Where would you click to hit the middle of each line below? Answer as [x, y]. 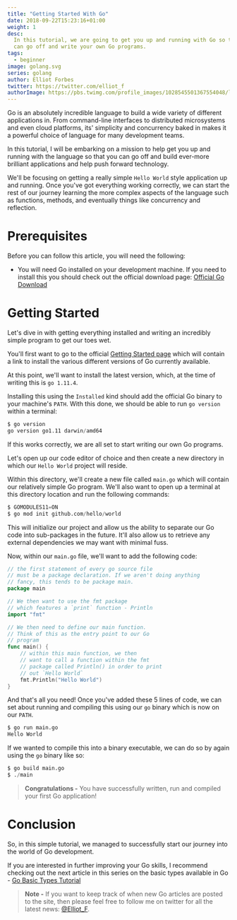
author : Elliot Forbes [41, 79]
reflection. [22, 208]
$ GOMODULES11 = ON [33, 507]
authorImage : [26, 93]
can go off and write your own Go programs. [80, 47]
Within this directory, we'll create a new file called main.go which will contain [118, 479]
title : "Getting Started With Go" [58, 14]
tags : [15, 54]
